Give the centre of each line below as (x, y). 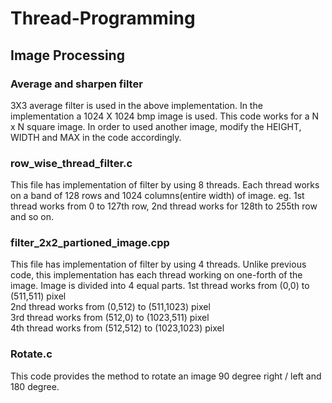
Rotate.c (31, 354)
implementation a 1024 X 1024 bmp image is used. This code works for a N (165, 116)
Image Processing (67, 55)
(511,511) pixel (38, 296)
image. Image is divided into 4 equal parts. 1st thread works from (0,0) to (160, 286)
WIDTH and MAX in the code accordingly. (96, 137)
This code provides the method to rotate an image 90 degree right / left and (166, 376)
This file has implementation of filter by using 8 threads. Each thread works (165, 185)
